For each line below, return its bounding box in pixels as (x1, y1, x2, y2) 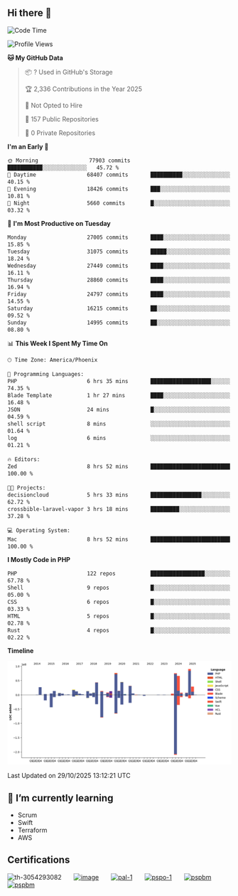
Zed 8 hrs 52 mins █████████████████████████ (7, 463, 231, 470)
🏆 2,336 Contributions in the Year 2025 (24, 85, 142, 93)
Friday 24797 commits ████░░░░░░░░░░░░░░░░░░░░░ (7, 291, 231, 298)
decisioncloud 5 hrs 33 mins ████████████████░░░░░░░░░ (7, 491, 231, 498)
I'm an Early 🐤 (7, 142, 49, 151)
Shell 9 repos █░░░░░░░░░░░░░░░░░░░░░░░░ (7, 584, 231, 591)
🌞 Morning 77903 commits (7, 157, 131, 164)
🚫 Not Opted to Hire (24, 101, 83, 109)
